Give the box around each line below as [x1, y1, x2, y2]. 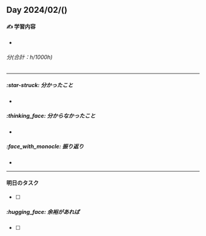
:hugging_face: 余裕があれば [6, 208, 80, 215]
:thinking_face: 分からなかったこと [6, 112, 96, 120]
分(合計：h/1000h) [6, 53, 53, 61]
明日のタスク [6, 179, 39, 186]
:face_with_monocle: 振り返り [6, 143, 84, 150]
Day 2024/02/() [6, 5, 67, 15]
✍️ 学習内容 [6, 23, 36, 30]
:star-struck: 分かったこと [6, 82, 74, 89]
